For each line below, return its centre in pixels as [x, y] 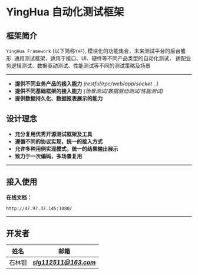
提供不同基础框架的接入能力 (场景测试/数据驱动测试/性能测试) [89, 91]
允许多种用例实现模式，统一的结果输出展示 [66, 148]
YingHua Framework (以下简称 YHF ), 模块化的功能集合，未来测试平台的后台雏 [96, 51]
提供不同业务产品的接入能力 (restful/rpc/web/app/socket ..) [87, 84]
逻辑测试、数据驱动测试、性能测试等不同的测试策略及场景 [81, 66]
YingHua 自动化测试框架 [65, 12]
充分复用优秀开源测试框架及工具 [53, 134]
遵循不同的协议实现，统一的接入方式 [59, 141]
